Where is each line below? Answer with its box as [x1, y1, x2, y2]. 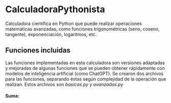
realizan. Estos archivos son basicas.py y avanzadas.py [5, 81, 124, 87]
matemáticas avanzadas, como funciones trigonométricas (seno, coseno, [5, 25, 160, 32]
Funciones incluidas [5, 46, 70, 55]
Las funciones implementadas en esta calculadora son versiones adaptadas [5, 60, 165, 66]
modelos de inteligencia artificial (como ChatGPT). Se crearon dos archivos [5, 70, 164, 76]
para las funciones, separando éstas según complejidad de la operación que [5, 75, 166, 82]
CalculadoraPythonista [5, 4, 106, 15]
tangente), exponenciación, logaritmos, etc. [5, 31, 97, 37]
